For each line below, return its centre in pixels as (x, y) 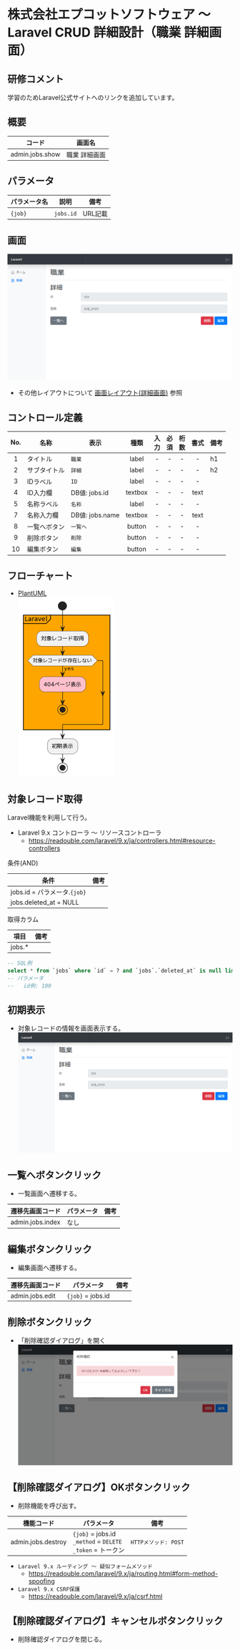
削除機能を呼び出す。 (49, 1506)
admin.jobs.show (35, 154)
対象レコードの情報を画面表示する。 (71, 1028)
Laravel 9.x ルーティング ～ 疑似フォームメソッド (85, 1567)
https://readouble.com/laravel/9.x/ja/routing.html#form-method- (123, 1574)
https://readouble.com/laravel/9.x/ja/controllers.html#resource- (122, 841)
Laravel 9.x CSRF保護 (49, 1590)
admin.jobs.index (35, 1222)
